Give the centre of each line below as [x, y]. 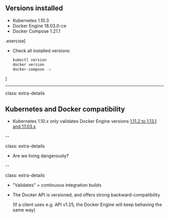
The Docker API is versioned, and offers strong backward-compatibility [86, 195]
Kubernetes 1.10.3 [31, 20]
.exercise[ [16, 41]
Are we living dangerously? [40, 156]
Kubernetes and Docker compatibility [65, 109]
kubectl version [29, 60]
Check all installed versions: [41, 50]
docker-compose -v [32, 69]
